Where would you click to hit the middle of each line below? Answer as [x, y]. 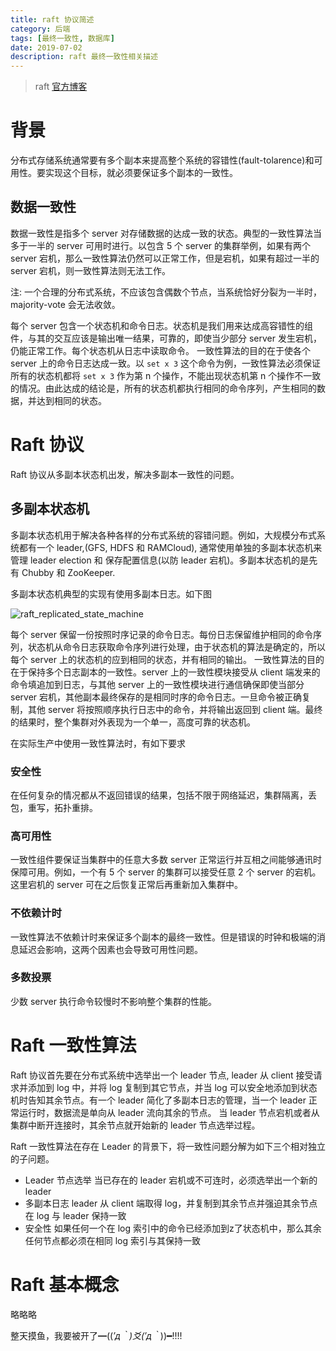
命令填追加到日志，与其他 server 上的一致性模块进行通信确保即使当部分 [157, 684]
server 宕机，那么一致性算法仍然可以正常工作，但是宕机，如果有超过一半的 [165, 258]
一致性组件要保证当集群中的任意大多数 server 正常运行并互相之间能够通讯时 [166, 860]
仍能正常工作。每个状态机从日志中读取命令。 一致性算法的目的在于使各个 [160, 350]
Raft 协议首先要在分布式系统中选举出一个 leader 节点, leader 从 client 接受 [162, 1075]
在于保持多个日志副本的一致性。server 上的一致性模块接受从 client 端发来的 [165, 672]
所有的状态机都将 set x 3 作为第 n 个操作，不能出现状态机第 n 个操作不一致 [166, 375]
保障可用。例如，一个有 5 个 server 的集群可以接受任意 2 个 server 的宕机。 [166, 872]
